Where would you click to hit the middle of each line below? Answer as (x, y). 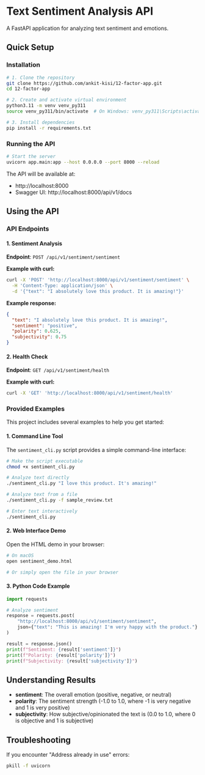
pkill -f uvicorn (28, 766)
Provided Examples (36, 409)
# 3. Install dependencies (41, 122)
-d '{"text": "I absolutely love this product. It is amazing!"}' (98, 291)
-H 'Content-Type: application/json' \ (63, 286)
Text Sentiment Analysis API (80, 11)
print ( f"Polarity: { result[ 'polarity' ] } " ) (61, 655)
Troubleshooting (39, 740)
